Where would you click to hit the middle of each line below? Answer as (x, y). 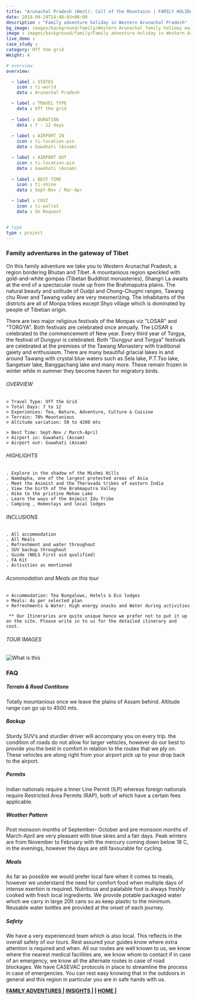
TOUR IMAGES (24, 640)
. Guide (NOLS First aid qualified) (51, 555)
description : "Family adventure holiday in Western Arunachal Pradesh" (97, 22)
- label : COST (30, 201)
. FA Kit (17, 560)
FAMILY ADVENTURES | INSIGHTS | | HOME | (62, 991)
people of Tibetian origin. (37, 309)
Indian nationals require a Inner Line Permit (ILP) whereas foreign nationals (96, 789)
